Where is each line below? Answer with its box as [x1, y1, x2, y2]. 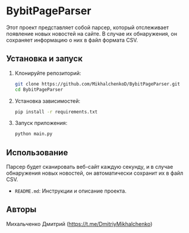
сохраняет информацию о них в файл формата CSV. [6, 36, 138, 43]
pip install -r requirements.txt [14, 109, 98, 115]
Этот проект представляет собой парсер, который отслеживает [6, 24, 169, 31]
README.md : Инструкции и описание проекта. [14, 187, 127, 194]
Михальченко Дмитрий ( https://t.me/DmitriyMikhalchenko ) [6, 220, 153, 227]
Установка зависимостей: [14, 97, 81, 105]
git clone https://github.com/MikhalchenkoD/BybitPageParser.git [14, 81, 180, 87]
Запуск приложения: [14, 119, 68, 127]
